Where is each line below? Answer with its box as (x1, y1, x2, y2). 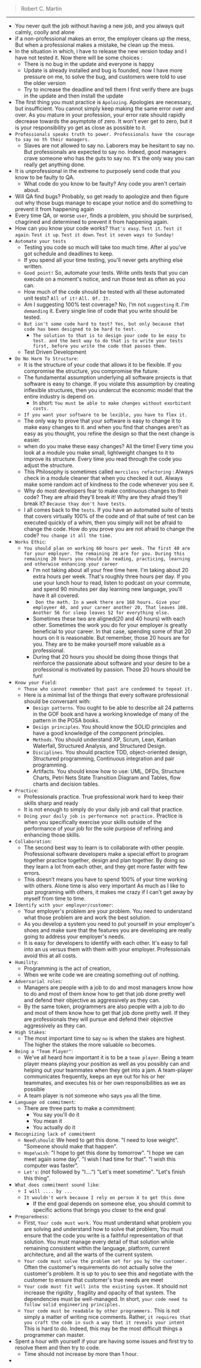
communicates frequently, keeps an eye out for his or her (23, 1073, 166, 1080)
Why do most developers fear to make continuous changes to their (23, 487, 188, 494)
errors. (23, 870, 41, 876)
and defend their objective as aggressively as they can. (23, 996, 160, 1004)
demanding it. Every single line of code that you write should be (23, 308, 178, 314)
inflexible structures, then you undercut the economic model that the (23, 387, 193, 394)
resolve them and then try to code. (14, 1344, 100, 1351)
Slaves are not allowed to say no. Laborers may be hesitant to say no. (23, 142, 195, 149)
